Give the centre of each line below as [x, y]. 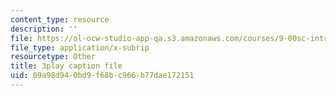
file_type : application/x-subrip [80, 47]
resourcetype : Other [53, 57]
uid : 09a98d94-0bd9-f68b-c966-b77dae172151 [102, 76]
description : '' [44, 29]
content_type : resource [60, 19]
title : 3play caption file [66, 66]
